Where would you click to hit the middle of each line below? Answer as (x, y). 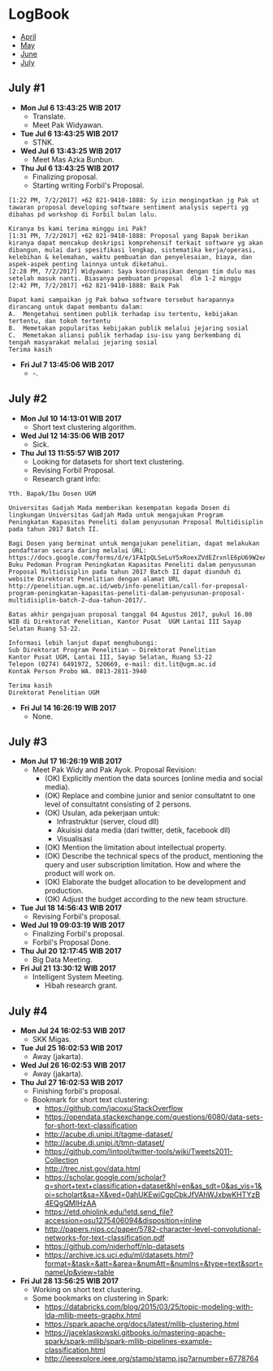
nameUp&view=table (80, 1273)
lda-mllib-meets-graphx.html (93, 1316)
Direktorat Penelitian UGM (54, 692)
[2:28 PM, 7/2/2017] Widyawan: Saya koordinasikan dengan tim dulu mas (132, 271)
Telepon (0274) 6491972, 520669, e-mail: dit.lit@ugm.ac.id (113, 664)
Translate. (49, 116)
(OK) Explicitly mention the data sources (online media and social (154, 778)
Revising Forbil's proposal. (77, 917)
